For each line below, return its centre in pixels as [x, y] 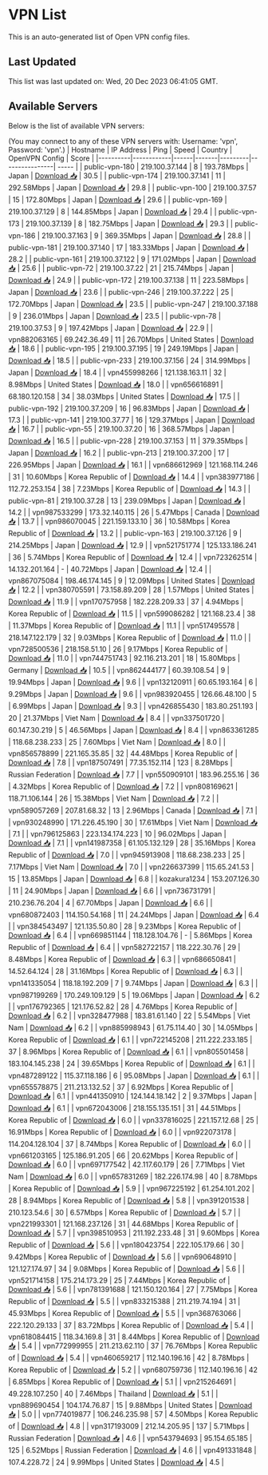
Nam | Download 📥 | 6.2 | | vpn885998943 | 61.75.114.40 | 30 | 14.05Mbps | [133, 1028]
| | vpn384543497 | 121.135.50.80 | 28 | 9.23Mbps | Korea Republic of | [125, 926]
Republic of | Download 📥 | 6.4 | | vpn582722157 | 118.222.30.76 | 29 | [124, 947]
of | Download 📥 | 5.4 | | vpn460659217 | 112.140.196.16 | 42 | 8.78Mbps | [129, 1358]
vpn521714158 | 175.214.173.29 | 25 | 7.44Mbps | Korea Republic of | [119, 1280]
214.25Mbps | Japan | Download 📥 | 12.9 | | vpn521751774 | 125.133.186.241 [132, 545]
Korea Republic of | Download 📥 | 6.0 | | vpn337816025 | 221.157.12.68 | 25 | [134, 1119]
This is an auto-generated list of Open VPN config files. [99, 37]
